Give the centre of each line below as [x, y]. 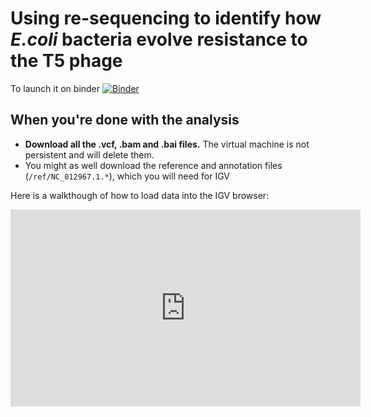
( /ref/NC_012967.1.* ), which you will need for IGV [127, 176]
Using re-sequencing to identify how [166, 18]
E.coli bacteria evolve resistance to [159, 39]
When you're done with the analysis [125, 120]
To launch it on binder [55, 88]
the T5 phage [66, 61]
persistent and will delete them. [89, 154]
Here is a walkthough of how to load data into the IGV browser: [140, 195]
